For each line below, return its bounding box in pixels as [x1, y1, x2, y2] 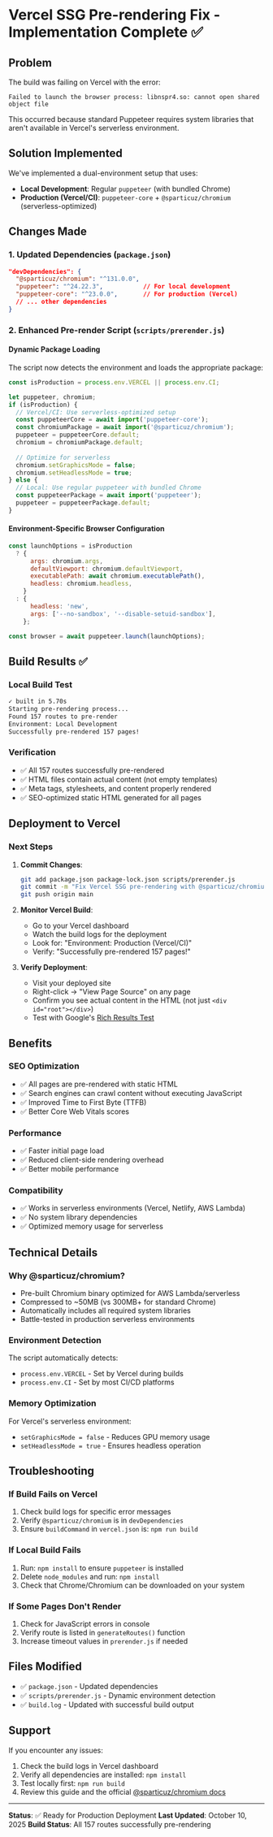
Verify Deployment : [19, 963, 88, 973]
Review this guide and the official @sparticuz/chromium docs [19, 1787, 226, 1796]
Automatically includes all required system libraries [19, 1306, 191, 1315]
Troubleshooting [8, 1464, 95, 1478]
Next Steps [8, 841, 54, 852]
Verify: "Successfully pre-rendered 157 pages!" [32, 947, 191, 956]
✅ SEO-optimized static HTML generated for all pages [19, 792, 201, 802]
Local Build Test [8, 678, 73, 690]
